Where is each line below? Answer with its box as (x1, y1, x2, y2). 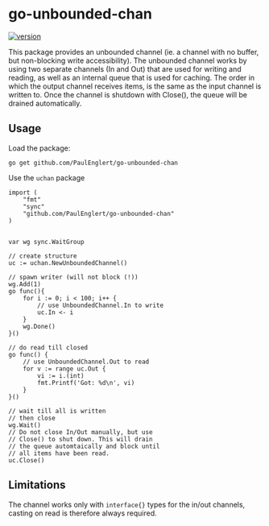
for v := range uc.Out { (23, 364, 106, 373)
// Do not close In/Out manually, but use (8, 428, 153, 436)
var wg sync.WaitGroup (8, 238, 85, 246)
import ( (8, 188, 38, 197)
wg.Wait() (8, 420, 42, 429)
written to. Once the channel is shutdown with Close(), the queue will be (8, 89, 248, 99)
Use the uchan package (8, 172, 85, 182)
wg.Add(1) (8, 280, 42, 288)
